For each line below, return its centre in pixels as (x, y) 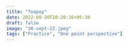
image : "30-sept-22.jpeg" (39, 28)
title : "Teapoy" (27, 12)
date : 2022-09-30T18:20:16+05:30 (48, 17)
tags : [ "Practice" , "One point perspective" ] (64, 34)
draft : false (23, 23)
